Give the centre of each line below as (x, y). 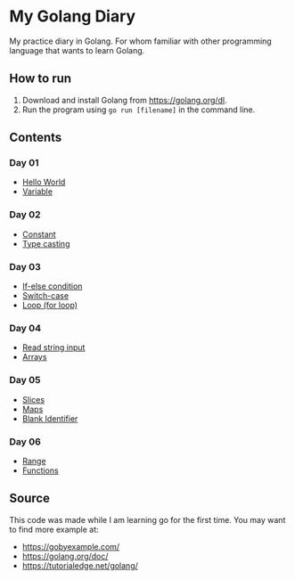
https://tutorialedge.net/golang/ (80, 565)
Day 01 (24, 163)
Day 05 (25, 380)
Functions (41, 470)
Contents (36, 138)
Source (30, 498)
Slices (33, 399)
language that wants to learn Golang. (77, 50)
